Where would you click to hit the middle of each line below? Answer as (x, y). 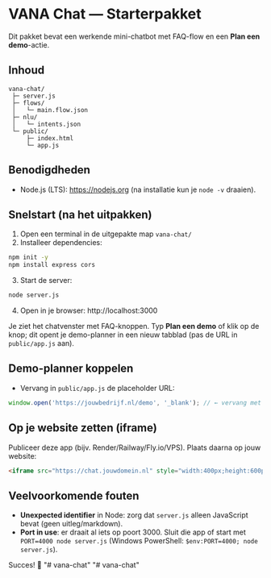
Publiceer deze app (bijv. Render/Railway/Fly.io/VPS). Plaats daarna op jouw (135, 447)
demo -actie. (29, 44)
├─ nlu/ (25, 117)
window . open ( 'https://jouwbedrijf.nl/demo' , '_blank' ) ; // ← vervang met (135, 403)
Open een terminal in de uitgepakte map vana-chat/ (106, 234)
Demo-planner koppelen (71, 369)
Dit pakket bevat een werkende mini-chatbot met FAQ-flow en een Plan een (134, 36)
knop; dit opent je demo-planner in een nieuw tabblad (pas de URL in (123, 335)
